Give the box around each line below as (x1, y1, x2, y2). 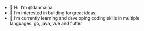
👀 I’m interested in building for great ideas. (9, 10, 97, 16)
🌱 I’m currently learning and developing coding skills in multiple (9, 15, 140, 21)
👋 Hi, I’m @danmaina (9, 5, 53, 10)
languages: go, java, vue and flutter (9, 20, 82, 26)
